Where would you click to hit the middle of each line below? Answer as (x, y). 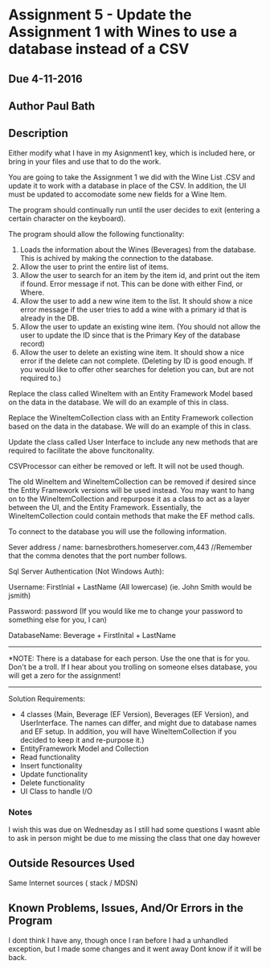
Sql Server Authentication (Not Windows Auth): (86, 571)
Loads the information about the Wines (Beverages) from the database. (138, 249)
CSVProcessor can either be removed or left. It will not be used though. (127, 466)
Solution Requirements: (47, 698)
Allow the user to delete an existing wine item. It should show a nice (132, 352)
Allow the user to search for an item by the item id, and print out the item (140, 275)
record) (33, 343)
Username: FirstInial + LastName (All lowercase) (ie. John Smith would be (130, 586)
